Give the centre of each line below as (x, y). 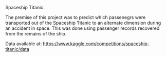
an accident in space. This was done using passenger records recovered (82, 28)
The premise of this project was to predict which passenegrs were (76, 17)
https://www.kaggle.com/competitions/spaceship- (96, 44)
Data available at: (24, 44)
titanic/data (17, 49)
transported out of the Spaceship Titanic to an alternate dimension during (83, 23)
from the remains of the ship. (36, 34)
